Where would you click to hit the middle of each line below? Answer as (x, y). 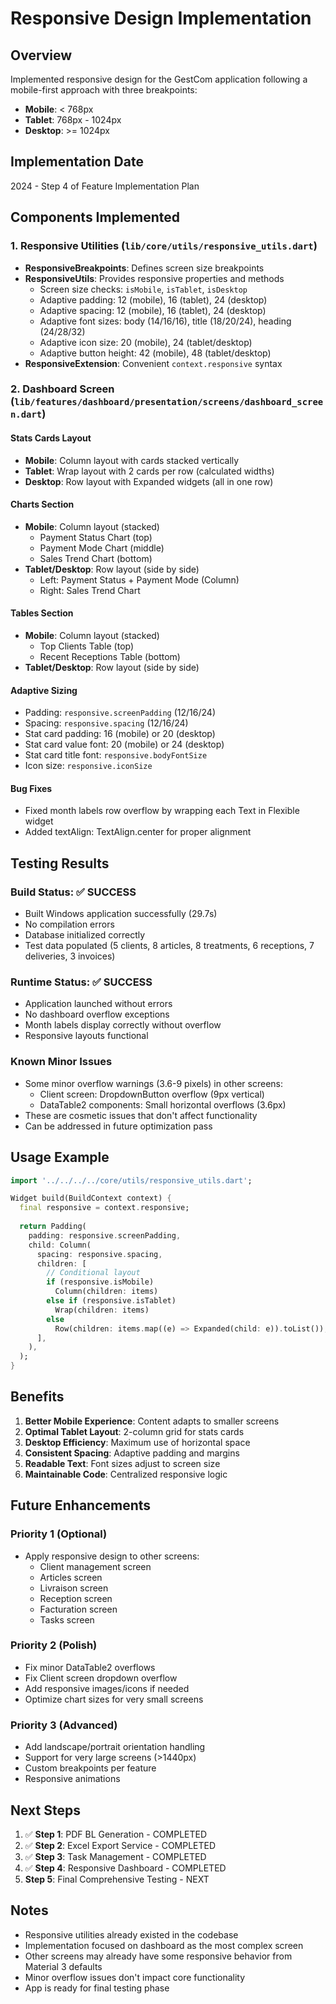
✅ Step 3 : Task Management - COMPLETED (115, 1856)
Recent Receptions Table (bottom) (110, 657)
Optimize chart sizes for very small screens (114, 1699)
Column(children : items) (106, 1292)
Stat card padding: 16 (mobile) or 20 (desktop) (120, 734)
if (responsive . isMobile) (100, 1282)
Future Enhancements (81, 1505)
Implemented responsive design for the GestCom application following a (159, 79)
